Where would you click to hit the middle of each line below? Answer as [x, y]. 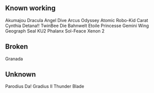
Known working [31, 8]
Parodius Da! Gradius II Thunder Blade [45, 86]
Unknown [21, 74]
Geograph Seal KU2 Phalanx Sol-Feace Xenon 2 [55, 31]
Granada [14, 58]
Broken [17, 47]
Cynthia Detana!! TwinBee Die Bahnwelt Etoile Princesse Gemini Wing [77, 25]
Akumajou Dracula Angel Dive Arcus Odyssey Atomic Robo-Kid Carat [77, 20]
